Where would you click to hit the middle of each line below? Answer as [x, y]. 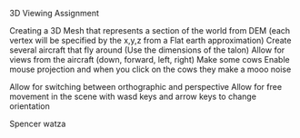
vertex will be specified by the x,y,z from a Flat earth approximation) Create [150, 40]
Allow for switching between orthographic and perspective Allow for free [146, 87]
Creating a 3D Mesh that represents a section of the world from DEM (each [150, 30]
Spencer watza [38, 123]
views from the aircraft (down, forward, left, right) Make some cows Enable [150, 59]
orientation [30, 106]
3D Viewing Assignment [55, 13]
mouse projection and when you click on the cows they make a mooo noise [150, 69]
